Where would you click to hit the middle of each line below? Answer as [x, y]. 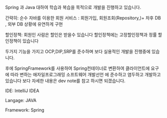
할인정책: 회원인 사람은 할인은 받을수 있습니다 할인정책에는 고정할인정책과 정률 [81, 35]
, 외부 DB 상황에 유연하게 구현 [34, 24]
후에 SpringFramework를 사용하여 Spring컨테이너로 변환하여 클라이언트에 [78, 68]
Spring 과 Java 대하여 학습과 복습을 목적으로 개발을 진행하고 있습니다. [73, 7]
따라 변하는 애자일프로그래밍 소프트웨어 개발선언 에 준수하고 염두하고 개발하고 [85, 74]
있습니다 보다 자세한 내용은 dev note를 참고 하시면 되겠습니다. [65, 81]
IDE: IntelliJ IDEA [22, 91]
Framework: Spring [25, 110]
